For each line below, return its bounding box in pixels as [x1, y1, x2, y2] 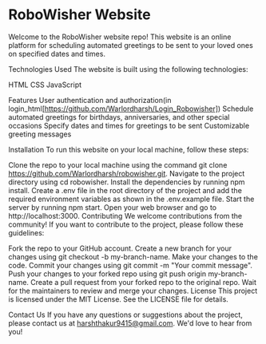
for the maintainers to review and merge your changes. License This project [8, 286, 258, 295]
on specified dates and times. [8, 49, 106, 58]
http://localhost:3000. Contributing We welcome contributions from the [8, 211, 243, 220]
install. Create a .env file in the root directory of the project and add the [8, 185, 242, 195]
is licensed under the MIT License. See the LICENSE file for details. [8, 294, 229, 304]
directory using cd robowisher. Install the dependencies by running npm [8, 177, 245, 187]
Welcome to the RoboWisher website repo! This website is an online [8, 32, 232, 42]
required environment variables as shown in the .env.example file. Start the [8, 194, 255, 204]
